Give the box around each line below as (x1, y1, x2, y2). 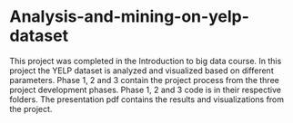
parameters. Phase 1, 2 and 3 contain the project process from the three (9, 74, 279, 85)
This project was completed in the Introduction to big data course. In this (9, 55, 282, 66)
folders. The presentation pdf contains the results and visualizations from (9, 93, 285, 105)
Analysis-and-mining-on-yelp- (9, 6, 250, 27)
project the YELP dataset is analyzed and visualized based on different (9, 65, 275, 76)
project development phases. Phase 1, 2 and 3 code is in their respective (9, 84, 282, 95)
